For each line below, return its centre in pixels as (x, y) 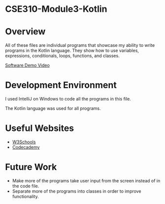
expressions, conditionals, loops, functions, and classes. (62, 56)
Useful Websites (40, 128)
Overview (25, 32)
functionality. (25, 196)
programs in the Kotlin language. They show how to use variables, (72, 51)
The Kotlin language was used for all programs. (53, 108)
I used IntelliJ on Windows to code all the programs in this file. (68, 99)
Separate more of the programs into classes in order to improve (77, 191)
